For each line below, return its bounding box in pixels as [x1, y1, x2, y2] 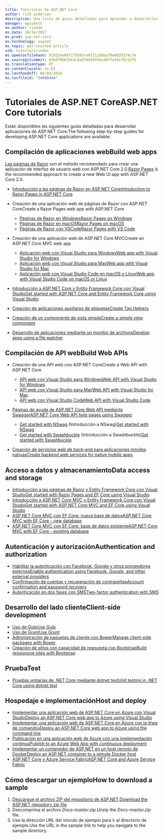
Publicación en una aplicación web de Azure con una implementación [12, 736, 152, 742]
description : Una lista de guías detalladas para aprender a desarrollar [5, 16, 159, 21]
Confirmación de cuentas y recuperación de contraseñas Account [12, 578, 144, 584]
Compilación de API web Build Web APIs [5, 349, 128, 357]
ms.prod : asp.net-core [5, 35, 51, 40]
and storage [5, 474, 42, 482]
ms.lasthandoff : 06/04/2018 [5, 71, 62, 76]
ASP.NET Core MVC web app [12, 240, 71, 246]
